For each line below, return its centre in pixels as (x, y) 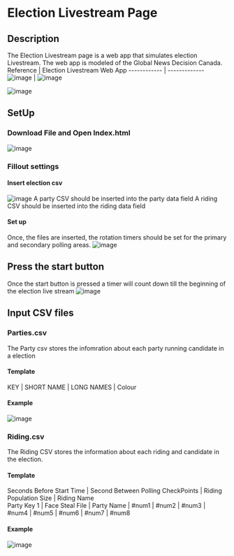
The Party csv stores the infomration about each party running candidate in (116, 348)
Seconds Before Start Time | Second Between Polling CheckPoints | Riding (115, 491)
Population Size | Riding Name (51, 498)
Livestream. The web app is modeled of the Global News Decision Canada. (115, 63)
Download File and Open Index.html (69, 133)
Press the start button (56, 267)
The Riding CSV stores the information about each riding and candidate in (114, 452)
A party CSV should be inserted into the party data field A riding (126, 198)
